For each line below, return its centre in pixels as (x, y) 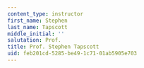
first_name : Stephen (38, 21)
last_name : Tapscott (38, 27)
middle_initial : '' (36, 34)
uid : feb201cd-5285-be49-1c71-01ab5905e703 (72, 54)
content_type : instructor (45, 14)
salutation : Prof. (34, 40)
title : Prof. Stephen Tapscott (53, 47)
